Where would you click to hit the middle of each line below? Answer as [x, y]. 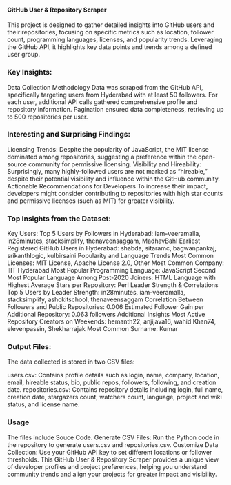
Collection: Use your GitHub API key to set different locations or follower [110, 452]
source [17, 164]
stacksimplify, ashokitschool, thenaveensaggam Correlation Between [105, 299]
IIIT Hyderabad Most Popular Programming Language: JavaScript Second [111, 270]
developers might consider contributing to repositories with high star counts [115, 193]
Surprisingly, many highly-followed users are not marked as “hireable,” [108, 171]
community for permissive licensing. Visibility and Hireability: [115, 164]
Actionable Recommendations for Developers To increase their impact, [108, 186]
